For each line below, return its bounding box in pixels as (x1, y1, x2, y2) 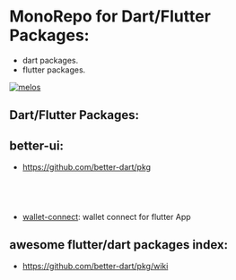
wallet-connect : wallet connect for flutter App (22, 211, 191, 222)
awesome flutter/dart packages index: (9, 237, 229, 252)
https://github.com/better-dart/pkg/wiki (22, 261, 169, 272)
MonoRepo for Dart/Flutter (9, 6, 211, 27)
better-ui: (9, 138, 65, 153)
